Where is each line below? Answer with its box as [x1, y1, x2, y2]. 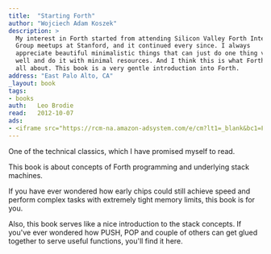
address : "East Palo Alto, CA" [8, 72, 114, 80]
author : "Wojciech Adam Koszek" [8, 19, 117, 27]
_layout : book [8, 79, 56, 87]
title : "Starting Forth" [8, 11, 95, 20]
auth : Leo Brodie [8, 102, 74, 110]
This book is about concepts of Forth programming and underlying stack [8, 162, 250, 172]
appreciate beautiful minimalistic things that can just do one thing [15, 49, 258, 57]
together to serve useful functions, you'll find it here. [8, 235, 183, 246]
